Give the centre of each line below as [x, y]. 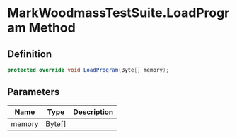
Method [52, 28]
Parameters [34, 92]
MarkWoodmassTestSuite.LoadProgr [118, 13]
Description [93, 112]
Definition [29, 54]
